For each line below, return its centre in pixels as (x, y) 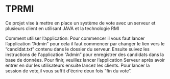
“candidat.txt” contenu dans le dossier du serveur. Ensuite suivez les (77, 49)
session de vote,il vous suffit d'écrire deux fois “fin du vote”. (68, 71)
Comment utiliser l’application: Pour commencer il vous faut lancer (75, 38)
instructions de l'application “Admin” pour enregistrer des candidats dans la (85, 55)
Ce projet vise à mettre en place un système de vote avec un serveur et (80, 23)
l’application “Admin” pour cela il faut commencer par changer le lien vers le (85, 43)
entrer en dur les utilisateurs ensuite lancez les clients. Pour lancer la (78, 65)
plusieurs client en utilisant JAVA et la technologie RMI (62, 28)
